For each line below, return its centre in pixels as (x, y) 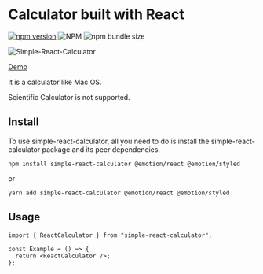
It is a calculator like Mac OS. (55, 82)
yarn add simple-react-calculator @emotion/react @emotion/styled (119, 193)
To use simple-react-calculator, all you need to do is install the (109, 141)
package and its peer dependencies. (101, 149)
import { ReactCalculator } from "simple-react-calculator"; (110, 235)
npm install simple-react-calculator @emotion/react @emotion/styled (124, 164)
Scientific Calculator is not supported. (69, 97)
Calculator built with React (96, 15)
